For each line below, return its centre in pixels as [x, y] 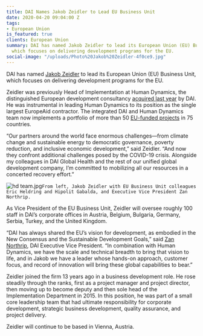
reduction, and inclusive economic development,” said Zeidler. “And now [96, 148]
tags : [13, 23]
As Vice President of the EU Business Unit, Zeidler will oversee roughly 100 [100, 208]
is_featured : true [29, 34]
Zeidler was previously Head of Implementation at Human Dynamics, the [96, 92]
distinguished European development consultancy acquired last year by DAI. [101, 98]
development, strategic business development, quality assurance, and [94, 308]
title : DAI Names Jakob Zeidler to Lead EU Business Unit [81, 12]
